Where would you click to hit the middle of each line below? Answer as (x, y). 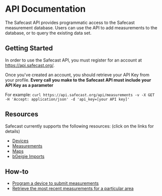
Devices (20, 141)
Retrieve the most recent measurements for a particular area (73, 189)
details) (13, 131)
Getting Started (29, 48)
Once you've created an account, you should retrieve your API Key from (77, 75)
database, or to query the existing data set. (48, 33)
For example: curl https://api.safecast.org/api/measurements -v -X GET (80, 94)
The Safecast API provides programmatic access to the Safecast (70, 22)
